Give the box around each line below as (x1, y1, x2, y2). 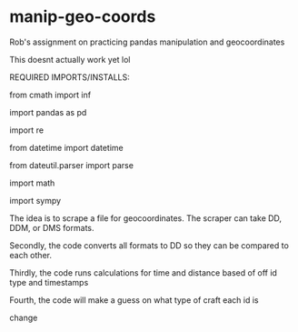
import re (9, 125, 44, 136)
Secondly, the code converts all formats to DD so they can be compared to (9, 239, 289, 251)
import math (9, 177, 55, 188)
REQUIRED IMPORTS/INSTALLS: (9, 71, 130, 83)
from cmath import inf (9, 89, 92, 100)
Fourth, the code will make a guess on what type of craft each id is (9, 294, 259, 306)
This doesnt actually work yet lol (9, 54, 131, 65)
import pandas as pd (9, 106, 87, 117)
